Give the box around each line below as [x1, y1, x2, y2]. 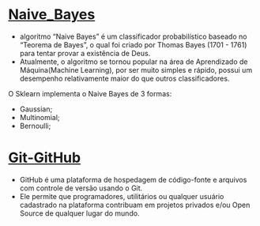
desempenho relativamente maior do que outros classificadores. [19, 73, 230, 83]
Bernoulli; [19, 121, 51, 130]
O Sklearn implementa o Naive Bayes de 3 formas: [8, 89, 172, 98]
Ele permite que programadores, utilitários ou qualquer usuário [19, 191, 224, 201]
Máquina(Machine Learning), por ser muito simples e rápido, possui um [19, 65, 253, 74]
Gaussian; [19, 104, 53, 114]
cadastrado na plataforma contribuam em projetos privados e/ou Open [19, 200, 251, 209]
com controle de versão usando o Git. [19, 183, 143, 193]
